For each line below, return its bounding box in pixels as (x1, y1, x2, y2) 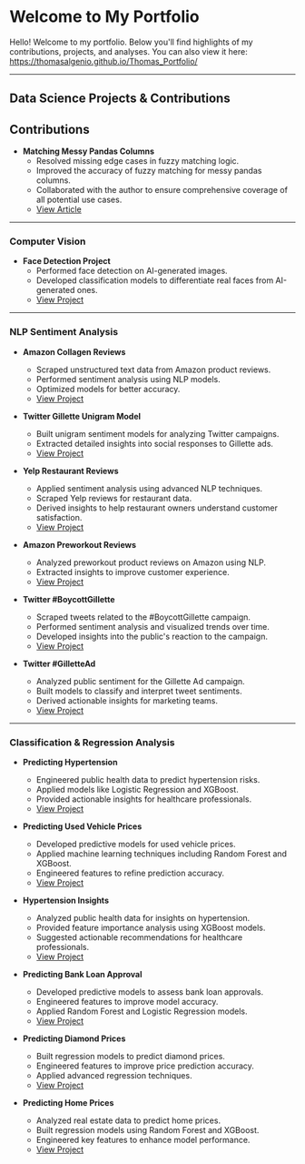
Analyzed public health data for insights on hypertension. (35, 913, 251, 924)
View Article (35, 204, 82, 215)
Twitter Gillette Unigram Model (22, 410, 142, 421)
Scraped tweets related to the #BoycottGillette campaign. (35, 612, 251, 622)
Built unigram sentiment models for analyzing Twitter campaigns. (35, 428, 280, 439)
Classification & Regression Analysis (9, 735, 175, 748)
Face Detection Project (22, 256, 111, 267)
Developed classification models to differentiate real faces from (35, 275, 274, 286)
